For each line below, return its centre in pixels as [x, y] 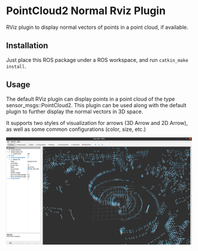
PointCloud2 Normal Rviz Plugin [86, 11]
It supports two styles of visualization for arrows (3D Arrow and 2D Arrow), [97, 123]
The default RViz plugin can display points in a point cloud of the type [90, 99]
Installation [27, 46]
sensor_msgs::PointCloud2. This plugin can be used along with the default [96, 105]
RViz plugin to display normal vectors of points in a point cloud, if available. [97, 27]
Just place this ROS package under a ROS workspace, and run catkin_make [97, 60]
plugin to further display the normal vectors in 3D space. [75, 111]
